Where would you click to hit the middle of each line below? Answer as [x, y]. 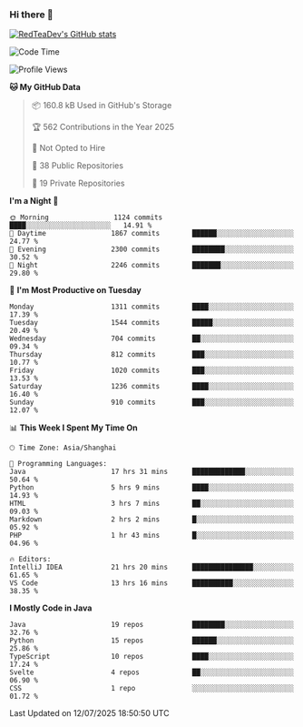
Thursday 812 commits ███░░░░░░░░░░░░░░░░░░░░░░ [152, 355]
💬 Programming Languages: [58, 464]
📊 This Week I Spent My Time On [73, 428]
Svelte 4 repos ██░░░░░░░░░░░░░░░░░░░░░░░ [152, 672]
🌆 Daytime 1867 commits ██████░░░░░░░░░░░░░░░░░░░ [152, 234]
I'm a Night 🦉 [34, 201]
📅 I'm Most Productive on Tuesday [76, 290]
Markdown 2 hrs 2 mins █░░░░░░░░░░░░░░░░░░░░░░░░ [152, 520]
